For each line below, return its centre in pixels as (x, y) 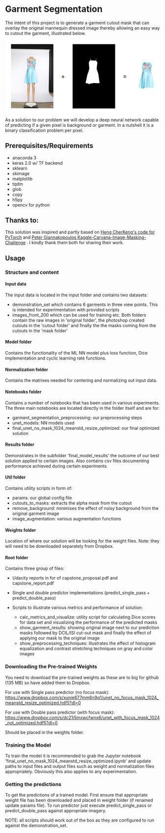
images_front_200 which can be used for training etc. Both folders (79, 315)
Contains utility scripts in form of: (39, 488)
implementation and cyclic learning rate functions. (56, 358)
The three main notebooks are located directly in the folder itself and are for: (82, 408)
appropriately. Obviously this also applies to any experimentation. (71, 771)
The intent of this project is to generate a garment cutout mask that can (77, 23)
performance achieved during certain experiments (56, 466)
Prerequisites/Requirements (49, 146)
